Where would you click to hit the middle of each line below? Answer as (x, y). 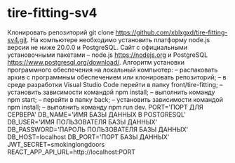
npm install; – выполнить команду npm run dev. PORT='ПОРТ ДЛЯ (105, 107)
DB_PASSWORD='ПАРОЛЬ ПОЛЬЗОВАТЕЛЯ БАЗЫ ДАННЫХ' (98, 129)
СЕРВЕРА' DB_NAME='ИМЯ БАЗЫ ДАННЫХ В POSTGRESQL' (96, 115)
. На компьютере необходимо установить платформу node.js (119, 39)
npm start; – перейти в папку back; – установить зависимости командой (115, 99)
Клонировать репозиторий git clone (61, 32)
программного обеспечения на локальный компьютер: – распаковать (113, 70)
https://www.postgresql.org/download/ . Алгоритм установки (96, 62)
